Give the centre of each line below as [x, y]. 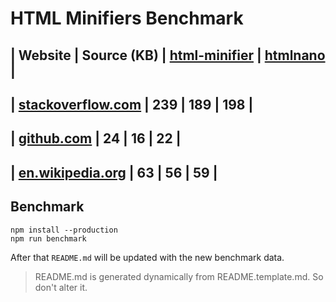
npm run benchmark [48, 238]
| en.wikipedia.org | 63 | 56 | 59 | [114, 172]
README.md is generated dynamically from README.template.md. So [179, 276]
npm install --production [64, 230]
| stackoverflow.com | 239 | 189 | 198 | [132, 104]
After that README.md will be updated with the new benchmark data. [147, 257]
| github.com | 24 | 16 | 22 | [96, 138]
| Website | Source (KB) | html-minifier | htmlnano [168, 55]
